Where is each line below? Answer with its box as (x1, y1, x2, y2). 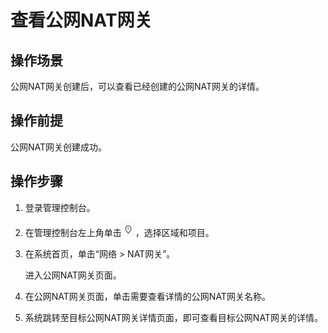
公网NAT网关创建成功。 (10, 141, 108, 153)
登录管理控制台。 (24, 201, 96, 213)
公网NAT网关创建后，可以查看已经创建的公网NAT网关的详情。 (10, 81, 265, 92)
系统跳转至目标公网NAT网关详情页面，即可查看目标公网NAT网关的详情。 (24, 311, 323, 323)
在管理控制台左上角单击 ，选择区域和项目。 (24, 226, 215, 238)
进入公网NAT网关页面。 (24, 269, 122, 281)
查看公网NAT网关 (10, 9, 153, 32)
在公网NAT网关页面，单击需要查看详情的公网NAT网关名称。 (24, 290, 271, 302)
